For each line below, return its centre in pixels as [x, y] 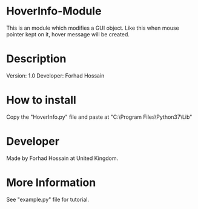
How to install [41, 100]
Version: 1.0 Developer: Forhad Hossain [55, 75]
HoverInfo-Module [54, 11]
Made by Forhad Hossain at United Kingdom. [62, 158]
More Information [51, 182]
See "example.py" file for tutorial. [48, 199]
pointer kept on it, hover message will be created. [68, 34]
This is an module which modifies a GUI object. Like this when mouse [93, 28]
